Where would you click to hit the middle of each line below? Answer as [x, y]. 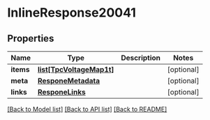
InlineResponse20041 [72, 13]
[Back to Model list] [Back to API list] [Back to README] [87, 109]
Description [141, 58]
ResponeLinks [61, 92]
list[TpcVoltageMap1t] [76, 69]
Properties [31, 38]
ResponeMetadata [69, 81]
